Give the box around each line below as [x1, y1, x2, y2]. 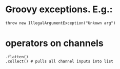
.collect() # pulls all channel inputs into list [5, 59, 114, 64]
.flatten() [5, 54, 29, 59]
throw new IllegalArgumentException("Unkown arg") [5, 20, 116, 26]
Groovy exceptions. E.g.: [5, 4, 113, 15]
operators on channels [5, 37, 104, 49]
